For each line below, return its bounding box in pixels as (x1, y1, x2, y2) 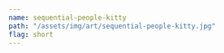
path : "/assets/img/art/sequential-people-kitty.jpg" (8, 22, 217, 31)
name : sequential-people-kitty (8, 13, 127, 22)
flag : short (8, 30, 54, 39)
